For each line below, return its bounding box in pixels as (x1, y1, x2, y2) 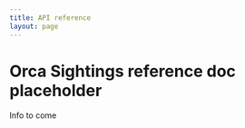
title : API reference (9, 13, 92, 23)
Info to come (9, 110, 57, 121)
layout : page (9, 22, 59, 31)
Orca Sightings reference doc (9, 61, 236, 82)
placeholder (9, 80, 103, 101)
